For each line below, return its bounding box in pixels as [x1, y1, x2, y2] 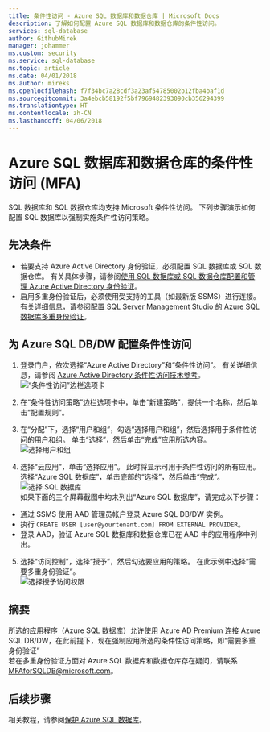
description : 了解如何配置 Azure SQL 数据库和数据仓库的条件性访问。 [8, 19, 221, 27]
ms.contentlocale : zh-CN [8, 110, 92, 118]
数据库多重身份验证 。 [19, 311, 91, 321]
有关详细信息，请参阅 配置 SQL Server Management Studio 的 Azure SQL [19, 302, 260, 311]
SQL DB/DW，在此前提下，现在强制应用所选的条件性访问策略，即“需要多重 [8, 636, 256, 646]
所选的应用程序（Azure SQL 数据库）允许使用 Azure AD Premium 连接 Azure [8, 626, 261, 635]
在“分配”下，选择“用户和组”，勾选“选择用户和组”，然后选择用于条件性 [19, 425, 251, 435]
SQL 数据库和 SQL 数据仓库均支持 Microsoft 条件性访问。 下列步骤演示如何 [8, 202, 256, 212]
